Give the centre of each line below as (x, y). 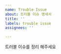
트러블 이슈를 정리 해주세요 (30, 47)
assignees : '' (20, 28)
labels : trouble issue (28, 23)
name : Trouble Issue (26, 10)
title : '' (15, 19)
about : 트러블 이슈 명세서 (28, 14)
